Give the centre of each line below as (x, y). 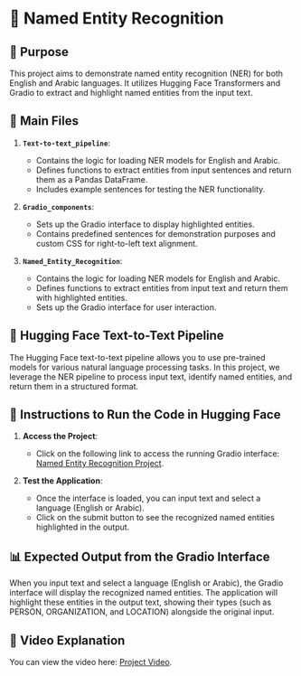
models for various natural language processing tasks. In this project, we (145, 367)
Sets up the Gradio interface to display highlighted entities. (145, 224)
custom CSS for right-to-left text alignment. (117, 243)
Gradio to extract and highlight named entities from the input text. (131, 93)
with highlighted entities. (82, 297)
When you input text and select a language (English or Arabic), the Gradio (146, 583)
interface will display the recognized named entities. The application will (144, 593)
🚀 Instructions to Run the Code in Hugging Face (145, 415)
